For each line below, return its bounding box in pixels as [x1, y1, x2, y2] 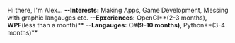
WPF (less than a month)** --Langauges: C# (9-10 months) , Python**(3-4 [7, 21, 225, 29]
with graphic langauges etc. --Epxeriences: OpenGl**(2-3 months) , [7, 13, 207, 22]
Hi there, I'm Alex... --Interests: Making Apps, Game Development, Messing [7, 6, 229, 14]
